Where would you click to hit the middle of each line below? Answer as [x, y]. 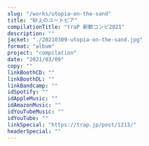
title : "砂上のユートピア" [43, 20]
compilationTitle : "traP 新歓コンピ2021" [66, 27]
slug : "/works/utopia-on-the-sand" [59, 14]
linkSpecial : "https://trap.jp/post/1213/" [72, 125]
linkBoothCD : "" [31, 72]
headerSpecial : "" [34, 131]
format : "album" [31, 46]
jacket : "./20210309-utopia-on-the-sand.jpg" [75, 40]
